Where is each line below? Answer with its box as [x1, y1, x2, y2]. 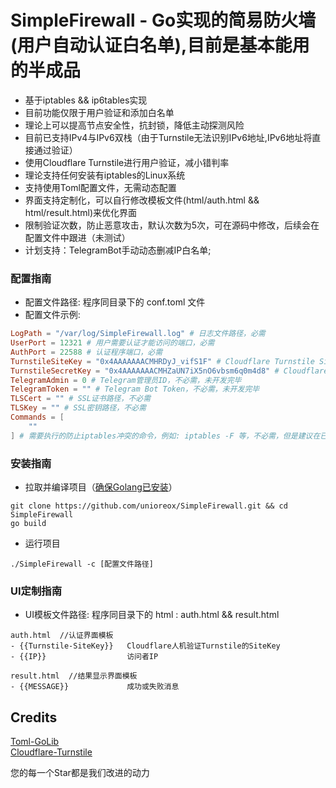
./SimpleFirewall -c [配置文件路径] [10, 559, 154, 570]
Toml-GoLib [10, 736, 60, 748]
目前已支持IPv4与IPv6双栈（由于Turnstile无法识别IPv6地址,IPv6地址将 [24, 131, 313, 143]
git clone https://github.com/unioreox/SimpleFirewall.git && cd [10, 501, 288, 511]
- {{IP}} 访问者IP [10, 652, 159, 662]
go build [10, 519, 47, 529]
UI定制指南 [10, 584, 63, 598]
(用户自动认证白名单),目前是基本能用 [10, 34, 310, 57]
